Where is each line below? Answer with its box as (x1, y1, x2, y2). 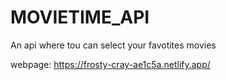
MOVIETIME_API (10, 6, 150, 29)
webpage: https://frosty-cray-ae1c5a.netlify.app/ (10, 58, 211, 70)
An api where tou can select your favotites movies (10, 39, 217, 51)
